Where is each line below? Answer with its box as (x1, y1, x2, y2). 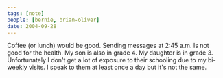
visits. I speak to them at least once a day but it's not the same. (28, 63, 207, 72)
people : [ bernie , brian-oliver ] (7, 16, 99, 23)
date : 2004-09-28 (7, 23, 57, 29)
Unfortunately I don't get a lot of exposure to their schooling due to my (7, 56, 207, 64)
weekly (7, 63, 27, 72)
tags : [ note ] (7, 10, 45, 17)
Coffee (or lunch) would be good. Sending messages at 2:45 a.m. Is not (7, 42, 209, 50)
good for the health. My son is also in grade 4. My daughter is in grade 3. (7, 49, 213, 57)
